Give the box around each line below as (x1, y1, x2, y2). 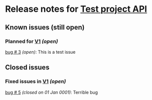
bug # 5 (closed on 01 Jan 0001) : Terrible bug (5, 89, 98, 95)
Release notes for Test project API (5, 3, 147, 15)
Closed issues (5, 63, 50, 72)
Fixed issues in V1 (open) (5, 78, 66, 85)
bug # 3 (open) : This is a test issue (5, 49, 76, 55)
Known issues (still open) (5, 23, 85, 32)
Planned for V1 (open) (5, 38, 58, 45)
